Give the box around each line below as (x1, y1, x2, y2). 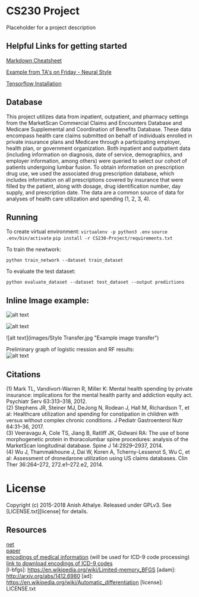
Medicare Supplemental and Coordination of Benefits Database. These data (6, 125, 191, 133)
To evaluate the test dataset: (6, 268, 76, 275)
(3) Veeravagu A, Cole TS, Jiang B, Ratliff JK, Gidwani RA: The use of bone (6, 429, 189, 436)
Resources (6, 525, 47, 535)
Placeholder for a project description (6, 24, 96, 31)
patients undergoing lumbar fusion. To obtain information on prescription (6, 164, 184, 171)
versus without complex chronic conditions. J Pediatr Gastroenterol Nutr (6, 417, 183, 423)
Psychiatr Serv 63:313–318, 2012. (6, 398, 87, 405)
